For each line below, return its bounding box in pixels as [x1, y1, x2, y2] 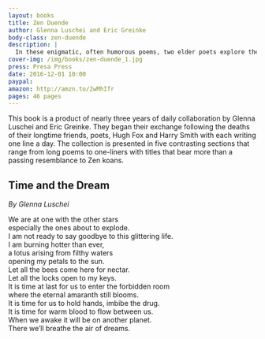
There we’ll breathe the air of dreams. [8, 324, 131, 333]
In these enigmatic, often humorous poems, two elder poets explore [15, 48, 245, 56]
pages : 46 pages [8, 92, 62, 100]
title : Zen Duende [8, 19, 69, 27]
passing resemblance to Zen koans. [8, 155, 125, 166]
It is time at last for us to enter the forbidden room [8, 281, 170, 292]
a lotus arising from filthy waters [8, 248, 114, 258]
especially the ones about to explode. [8, 223, 130, 233]
